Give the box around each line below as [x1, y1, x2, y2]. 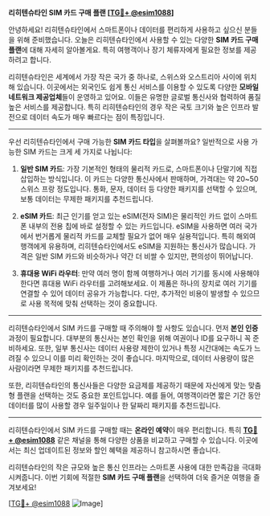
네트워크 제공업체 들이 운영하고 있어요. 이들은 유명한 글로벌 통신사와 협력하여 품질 [8, 92, 261, 101]
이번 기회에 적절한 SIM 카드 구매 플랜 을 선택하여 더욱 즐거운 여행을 [44, 473, 252, 481]
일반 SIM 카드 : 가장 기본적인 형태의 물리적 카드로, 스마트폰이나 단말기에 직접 [19, 164, 258, 174]
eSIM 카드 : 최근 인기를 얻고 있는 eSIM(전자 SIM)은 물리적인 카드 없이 [19, 211, 237, 220]
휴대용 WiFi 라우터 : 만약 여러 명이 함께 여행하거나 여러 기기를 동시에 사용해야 [19, 268, 260, 278]
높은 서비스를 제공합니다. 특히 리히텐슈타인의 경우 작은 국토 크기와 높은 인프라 [8, 102, 251, 112]
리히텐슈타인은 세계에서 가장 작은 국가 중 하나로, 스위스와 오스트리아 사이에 [8, 72, 243, 81]
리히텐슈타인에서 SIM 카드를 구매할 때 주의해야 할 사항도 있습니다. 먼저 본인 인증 [8, 323, 259, 333]
